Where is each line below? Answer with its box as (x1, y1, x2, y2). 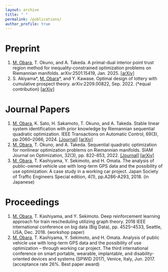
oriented (12, 256, 30, 262)
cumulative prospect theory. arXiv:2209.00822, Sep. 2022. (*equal (12, 81, 151, 87)
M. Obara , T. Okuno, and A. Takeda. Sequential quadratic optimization (12, 142, 157, 148)
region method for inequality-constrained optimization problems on (12, 65, 151, 71)
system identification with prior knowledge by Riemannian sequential (12, 126, 155, 132)
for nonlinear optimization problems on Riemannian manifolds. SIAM (12, 147, 153, 153)
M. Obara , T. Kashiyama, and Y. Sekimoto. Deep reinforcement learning (12, 213, 160, 219)
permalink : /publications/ (5, 17, 62, 22)
